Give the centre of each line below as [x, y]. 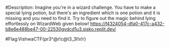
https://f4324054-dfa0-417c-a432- [127, 24]
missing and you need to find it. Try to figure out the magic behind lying [80, 18]
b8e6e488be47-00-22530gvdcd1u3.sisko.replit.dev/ [61, 29]
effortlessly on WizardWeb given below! [47, 24]
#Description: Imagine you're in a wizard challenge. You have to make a [80, 7]
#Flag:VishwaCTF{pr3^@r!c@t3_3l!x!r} [46, 39]
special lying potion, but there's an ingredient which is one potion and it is [83, 13]
